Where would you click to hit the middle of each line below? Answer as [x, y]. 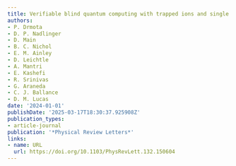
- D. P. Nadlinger [34, 34]
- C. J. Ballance [33, 93]
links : [17, 138]
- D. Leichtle [28, 60]
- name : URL [25, 146]
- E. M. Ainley [30, 54]
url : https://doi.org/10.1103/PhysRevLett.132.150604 [94, 152]
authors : [20, 20]
